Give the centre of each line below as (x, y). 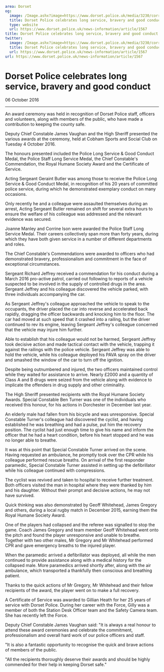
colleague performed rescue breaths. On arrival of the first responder (75, 460)
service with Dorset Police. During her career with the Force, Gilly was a (77, 605)
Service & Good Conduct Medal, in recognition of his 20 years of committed (81, 184)
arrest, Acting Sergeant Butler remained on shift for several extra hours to (79, 209)
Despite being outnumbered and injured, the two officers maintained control (81, 369)
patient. (13, 576)
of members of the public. (31, 650)
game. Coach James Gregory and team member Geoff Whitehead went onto (82, 530)
